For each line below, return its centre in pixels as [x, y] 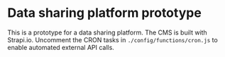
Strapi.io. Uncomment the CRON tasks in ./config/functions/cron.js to [112, 39]
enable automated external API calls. [61, 47]
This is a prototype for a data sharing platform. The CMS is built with [107, 32]
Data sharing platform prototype [105, 13]
